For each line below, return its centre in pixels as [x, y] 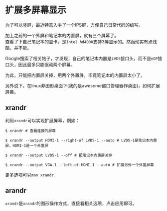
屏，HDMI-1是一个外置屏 [27, 145]
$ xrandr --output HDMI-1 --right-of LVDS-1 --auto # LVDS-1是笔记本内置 [81, 140]
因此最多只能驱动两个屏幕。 [47, 65]
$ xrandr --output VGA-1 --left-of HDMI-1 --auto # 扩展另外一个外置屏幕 [80, 165]
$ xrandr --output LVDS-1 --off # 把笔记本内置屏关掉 [59, 155]
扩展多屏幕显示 [36, 10]
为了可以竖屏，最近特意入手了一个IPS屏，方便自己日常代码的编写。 [74, 25]
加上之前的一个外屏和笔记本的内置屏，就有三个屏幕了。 [62, 35]
